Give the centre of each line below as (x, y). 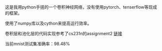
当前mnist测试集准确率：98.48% (37, 44)
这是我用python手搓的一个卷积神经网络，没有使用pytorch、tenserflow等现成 (81, 7)
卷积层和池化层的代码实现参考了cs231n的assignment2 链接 (64, 33)
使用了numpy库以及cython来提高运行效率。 (48, 23)
